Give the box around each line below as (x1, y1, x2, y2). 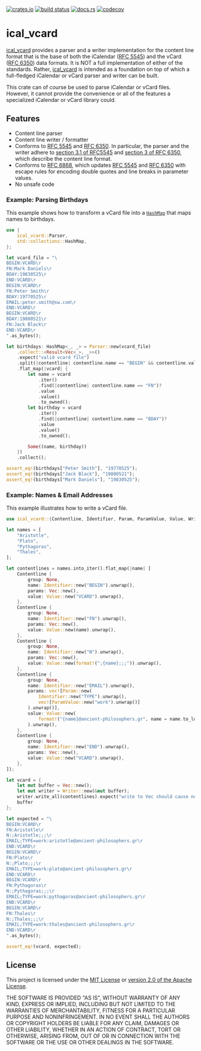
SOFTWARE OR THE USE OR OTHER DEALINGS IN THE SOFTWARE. (6, 1038, 174, 1046)
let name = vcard (28, 372, 71, 378)
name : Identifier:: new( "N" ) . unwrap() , (28, 649, 124, 655)
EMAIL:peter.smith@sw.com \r (6, 299, 77, 305)
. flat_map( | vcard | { (17, 366, 68, 372)
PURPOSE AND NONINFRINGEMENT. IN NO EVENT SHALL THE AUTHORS (6, 1013, 190, 1020)
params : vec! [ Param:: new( (28, 688, 93, 694)
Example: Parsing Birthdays (6, 195, 89, 204)
